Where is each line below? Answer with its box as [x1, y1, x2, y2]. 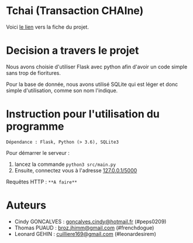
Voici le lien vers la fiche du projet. [6, 23, 89, 30]
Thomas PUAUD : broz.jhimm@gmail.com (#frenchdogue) [14, 224, 154, 231]
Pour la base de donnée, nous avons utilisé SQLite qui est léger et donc [6, 81, 178, 88]
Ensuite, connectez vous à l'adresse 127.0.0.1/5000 [14, 166, 137, 173]
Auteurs [6, 199, 47, 211]
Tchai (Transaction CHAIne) [6, 4, 144, 18]
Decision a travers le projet [6, 44, 139, 57]
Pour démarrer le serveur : [6, 149, 70, 156]
